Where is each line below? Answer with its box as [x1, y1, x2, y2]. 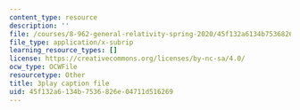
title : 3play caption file [9, 79, 110, 88]
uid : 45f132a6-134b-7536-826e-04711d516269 [9, 87, 174, 96]
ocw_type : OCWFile [9, 63, 78, 72]
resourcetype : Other [9, 71, 87, 80]
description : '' [9, 21, 70, 30]
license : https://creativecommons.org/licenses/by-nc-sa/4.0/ [9, 54, 246, 63]
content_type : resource [9, 12, 98, 22]
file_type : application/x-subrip [9, 37, 134, 47]
